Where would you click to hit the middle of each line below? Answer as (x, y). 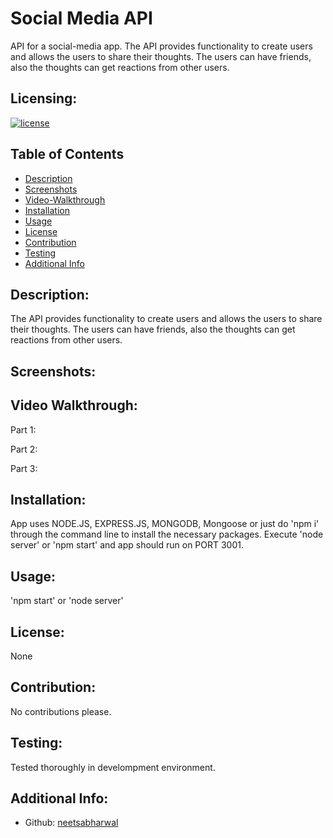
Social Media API (81, 18)
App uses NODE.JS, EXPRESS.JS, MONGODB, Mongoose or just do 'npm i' (165, 524)
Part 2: (24, 449)
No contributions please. (61, 711)
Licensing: (44, 98)
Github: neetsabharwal (71, 823)
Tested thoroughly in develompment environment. (113, 767)
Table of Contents (67, 154)
